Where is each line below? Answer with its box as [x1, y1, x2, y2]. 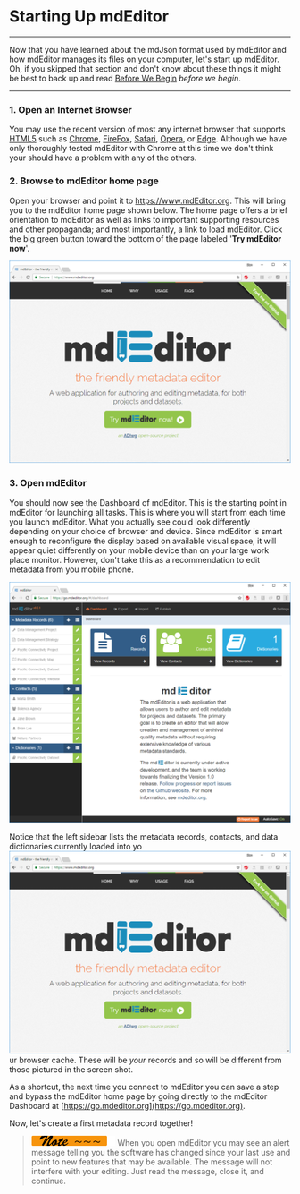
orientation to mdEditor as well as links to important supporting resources [9, 214, 279, 225]
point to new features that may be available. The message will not [30, 1156, 273, 1167]
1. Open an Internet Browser [9, 103, 132, 115]
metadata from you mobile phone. [9, 564, 134, 575]
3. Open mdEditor [9, 477, 87, 490]
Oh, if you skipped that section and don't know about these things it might [9, 63, 281, 73]
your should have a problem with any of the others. [9, 152, 197, 163]
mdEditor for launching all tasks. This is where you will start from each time [9, 507, 286, 517]
